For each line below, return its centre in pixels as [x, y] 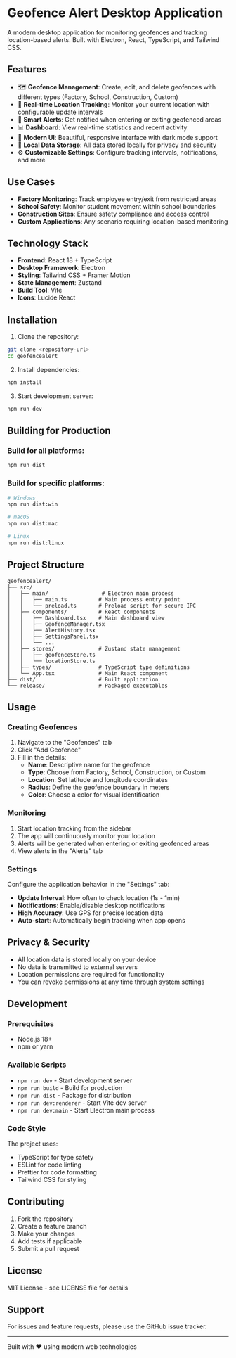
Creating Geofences [42, 727]
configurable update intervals [60, 112]
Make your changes [46, 1234]
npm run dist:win [33, 504]
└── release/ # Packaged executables [88, 686]
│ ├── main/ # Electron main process [91, 593]
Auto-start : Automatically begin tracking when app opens [101, 920]
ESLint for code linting [50, 1165]
